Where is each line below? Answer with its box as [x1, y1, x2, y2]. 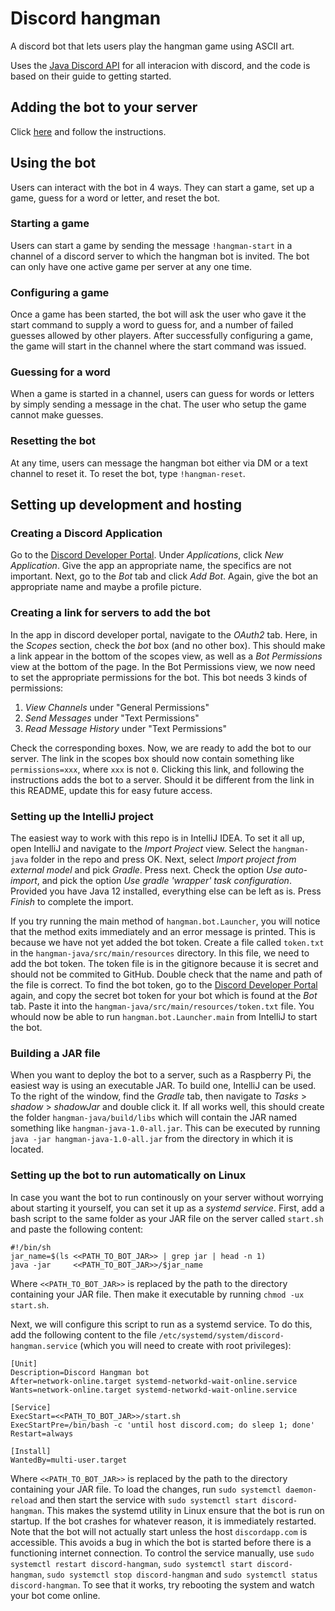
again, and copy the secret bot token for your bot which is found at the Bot [10, 990, 318, 1002]
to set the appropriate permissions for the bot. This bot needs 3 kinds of [10, 671, 308, 683]
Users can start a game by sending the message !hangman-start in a [10, 239, 293, 251]
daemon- [285, 1485, 318, 1495]
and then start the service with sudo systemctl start [39, 1493, 258, 1506]
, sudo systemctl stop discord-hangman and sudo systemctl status [41, 1568, 318, 1580]
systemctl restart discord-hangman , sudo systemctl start [10, 1557, 253, 1569]
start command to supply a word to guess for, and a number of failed [10, 319, 294, 331]
